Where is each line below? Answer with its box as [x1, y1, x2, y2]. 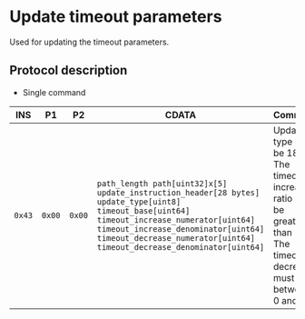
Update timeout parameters [9, 6, 222, 27]
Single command [22, 86, 86, 97]
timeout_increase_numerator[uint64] [96, 214, 256, 224]
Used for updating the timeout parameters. [9, 36, 170, 47]
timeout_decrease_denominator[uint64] [96, 242, 265, 252]
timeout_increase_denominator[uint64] [96, 224, 265, 234]
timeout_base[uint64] [96, 205, 191, 215]
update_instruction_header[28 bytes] [96, 187, 261, 197]
